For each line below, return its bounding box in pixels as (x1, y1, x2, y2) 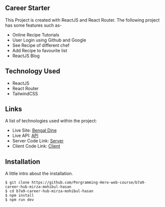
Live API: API (12, 133, 38, 138)
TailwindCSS (12, 91, 38, 97)
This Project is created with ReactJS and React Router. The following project (5, 17, 160, 23)
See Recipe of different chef (12, 42, 70, 48)
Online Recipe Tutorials (12, 32, 60, 37)
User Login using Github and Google (12, 37, 86, 43)
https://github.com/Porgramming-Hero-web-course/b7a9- (31, 180, 147, 185)
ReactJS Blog (12, 53, 40, 59)
